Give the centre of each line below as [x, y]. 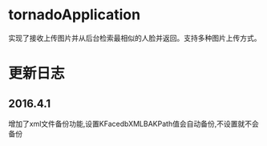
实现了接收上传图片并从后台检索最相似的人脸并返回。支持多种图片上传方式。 [135, 38]
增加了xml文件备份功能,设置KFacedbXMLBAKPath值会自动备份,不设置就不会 [133, 124]
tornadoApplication [75, 15]
